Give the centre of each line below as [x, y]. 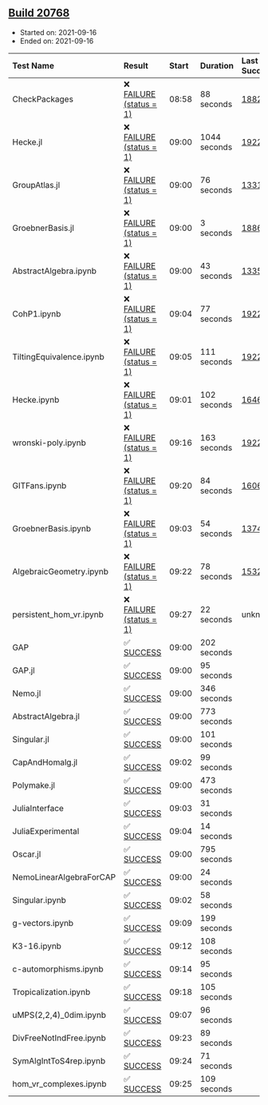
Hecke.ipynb [36, 399]
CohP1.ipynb [37, 313]
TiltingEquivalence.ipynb [59, 356]
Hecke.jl [28, 141]
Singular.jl [31, 739]
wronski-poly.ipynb [49, 443]
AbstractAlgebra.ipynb [55, 271]
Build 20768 [39, 13]
